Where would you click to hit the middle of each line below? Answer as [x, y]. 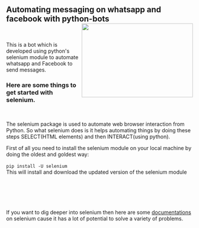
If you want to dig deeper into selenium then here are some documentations [99, 213]
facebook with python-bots [58, 19]
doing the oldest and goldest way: [48, 154]
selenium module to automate [42, 57]
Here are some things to [41, 85]
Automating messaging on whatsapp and [84, 10]
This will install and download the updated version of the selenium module [97, 172]
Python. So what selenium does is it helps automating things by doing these [99, 131]
